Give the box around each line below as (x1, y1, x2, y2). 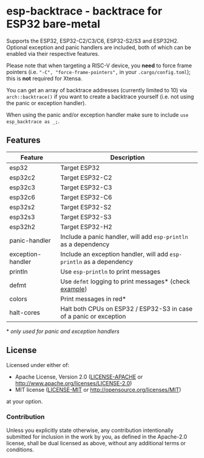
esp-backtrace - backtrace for (6, 4, 163, 18)
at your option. (6, 397, 43, 405)
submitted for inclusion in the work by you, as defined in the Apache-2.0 (6, 433, 187, 440)
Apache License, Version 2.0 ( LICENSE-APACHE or (15, 373, 143, 380)
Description (110, 153, 145, 161)
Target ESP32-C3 (60, 183, 112, 192)
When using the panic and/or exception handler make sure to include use (6, 111, 189, 118)
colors (9, 294, 27, 303)
